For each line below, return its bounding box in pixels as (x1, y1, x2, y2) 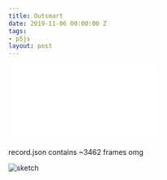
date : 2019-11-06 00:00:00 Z (8, 19, 107, 28)
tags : (8, 27, 27, 35)
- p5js (8, 34, 31, 43)
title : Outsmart (8, 11, 63, 20)
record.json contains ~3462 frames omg (8, 148, 144, 157)
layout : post (8, 42, 53, 50)
